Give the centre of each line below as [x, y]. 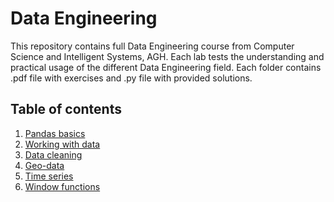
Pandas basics [55, 133]
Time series [49, 176]
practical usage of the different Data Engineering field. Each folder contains [166, 67]
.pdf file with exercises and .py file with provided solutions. [131, 78]
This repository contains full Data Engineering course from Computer [152, 46]
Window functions [62, 186]
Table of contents [66, 109]
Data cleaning [53, 154]
